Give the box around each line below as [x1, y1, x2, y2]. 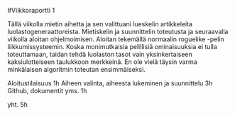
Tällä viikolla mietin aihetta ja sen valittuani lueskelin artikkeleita [7, 20, 193, 28]
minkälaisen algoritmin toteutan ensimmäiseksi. [7, 65, 146, 73]
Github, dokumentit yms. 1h [7, 87, 87, 95]
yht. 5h [7, 100, 28, 109]
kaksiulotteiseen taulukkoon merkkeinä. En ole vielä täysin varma [7, 58, 197, 66]
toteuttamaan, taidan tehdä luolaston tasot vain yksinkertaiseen [7, 50, 193, 58]
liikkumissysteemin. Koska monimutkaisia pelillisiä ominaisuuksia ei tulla [7, 43, 218, 51]
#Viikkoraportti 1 [7, 6, 55, 14]
